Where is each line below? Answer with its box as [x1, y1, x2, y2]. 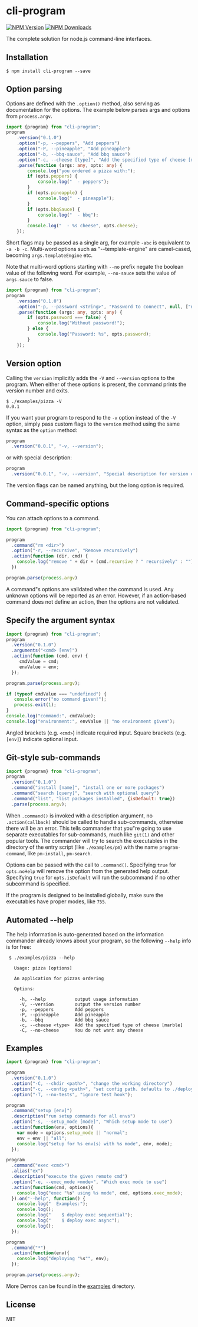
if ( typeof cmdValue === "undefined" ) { [6, 691, 107, 697]
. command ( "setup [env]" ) [11, 1108, 72, 1114]
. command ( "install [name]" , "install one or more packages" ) [11, 785, 165, 791]
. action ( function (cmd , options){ [11, 1184, 94, 1190]
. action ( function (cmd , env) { [11, 653, 88, 659]
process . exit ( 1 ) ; [14, 702, 57, 708]
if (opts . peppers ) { [27, 173, 78, 179]
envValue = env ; [19, 664, 60, 670]
